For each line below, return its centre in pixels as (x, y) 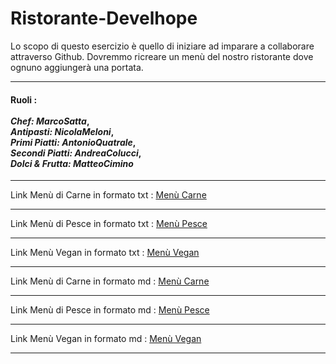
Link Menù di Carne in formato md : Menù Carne (110, 281)
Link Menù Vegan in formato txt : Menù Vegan (105, 253)
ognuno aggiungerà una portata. (77, 67)
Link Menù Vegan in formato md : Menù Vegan (106, 339)
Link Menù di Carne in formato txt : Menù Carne (108, 195)
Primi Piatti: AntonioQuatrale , (73, 142)
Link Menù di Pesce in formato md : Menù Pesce (110, 310)
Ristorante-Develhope (104, 18)
